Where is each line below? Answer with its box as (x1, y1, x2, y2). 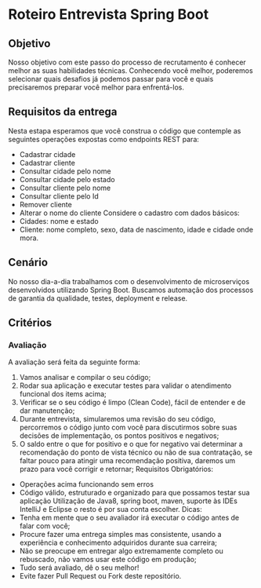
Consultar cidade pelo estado (19, 174, 115, 184)
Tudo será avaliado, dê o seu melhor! (19, 563, 140, 572)
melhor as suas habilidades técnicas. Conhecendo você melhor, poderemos (8, 66, 253, 75)
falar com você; (19, 521, 71, 531)
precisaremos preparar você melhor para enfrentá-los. (8, 82, 184, 92)
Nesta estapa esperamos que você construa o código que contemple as (8, 126, 241, 135)
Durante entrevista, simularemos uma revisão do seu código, (19, 415, 216, 424)
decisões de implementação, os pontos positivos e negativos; (19, 431, 219, 440)
